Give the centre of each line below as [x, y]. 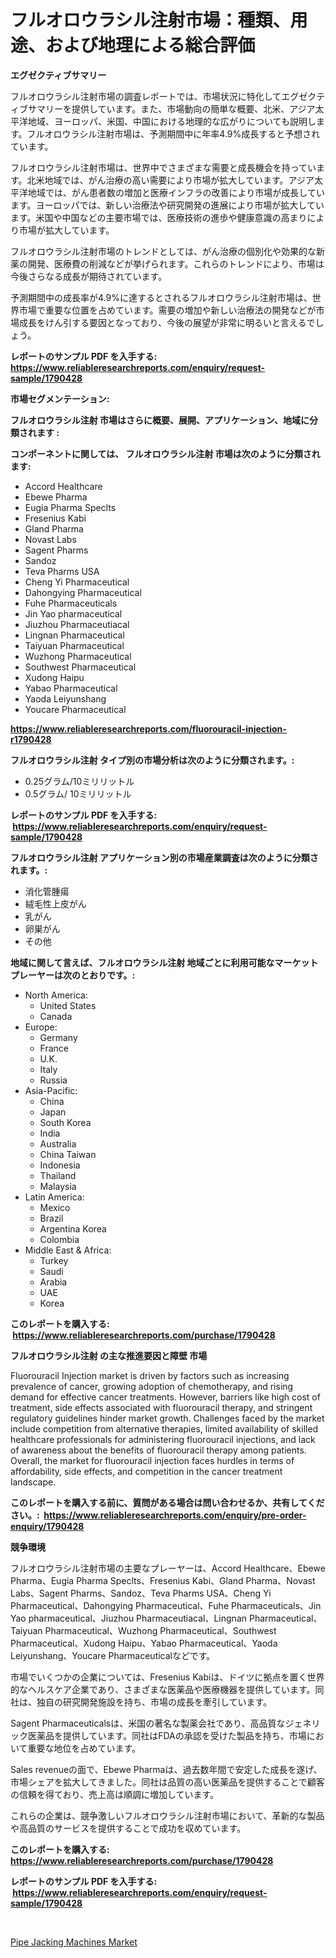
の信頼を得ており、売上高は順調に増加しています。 [115, 1794]
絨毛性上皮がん [55, 903]
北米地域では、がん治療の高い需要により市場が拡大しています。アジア [170, 180]
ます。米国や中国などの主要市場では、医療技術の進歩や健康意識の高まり [159, 217]
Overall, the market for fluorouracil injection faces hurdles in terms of [152, 1460]
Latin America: [54, 1197]
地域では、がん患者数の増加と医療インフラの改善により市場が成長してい [176, 192]
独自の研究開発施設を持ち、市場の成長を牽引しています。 [154, 1702]
